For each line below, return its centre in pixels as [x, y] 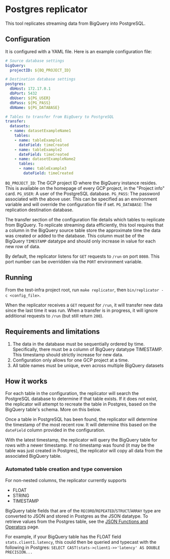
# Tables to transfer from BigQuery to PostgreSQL [60, 117]
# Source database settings [35, 61]
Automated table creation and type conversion [64, 469]
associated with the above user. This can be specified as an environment [81, 199]
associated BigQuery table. [33, 456]
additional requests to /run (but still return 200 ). [54, 315]
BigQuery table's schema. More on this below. [53, 410]
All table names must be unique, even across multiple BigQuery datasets [88, 365]
